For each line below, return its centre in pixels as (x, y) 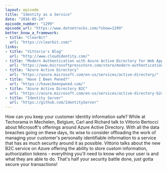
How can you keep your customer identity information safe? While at (75, 117)
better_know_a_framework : (32, 33)
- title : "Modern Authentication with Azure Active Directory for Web (80, 61)
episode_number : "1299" (30, 24)
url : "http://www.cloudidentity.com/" (50, 56)
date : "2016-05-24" (25, 19)
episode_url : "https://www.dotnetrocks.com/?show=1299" (64, 28)
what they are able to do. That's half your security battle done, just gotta (79, 159)
